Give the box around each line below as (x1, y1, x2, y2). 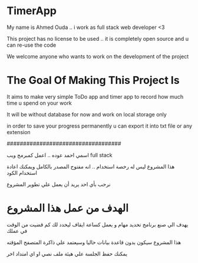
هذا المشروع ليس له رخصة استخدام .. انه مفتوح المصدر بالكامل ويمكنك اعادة (6, 163, 175, 170)
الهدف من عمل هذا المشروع (6, 202, 129, 215)
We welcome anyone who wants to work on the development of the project (6, 53, 189, 60)
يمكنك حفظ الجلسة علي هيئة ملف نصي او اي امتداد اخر (6, 250, 128, 257)
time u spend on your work (6, 99, 72, 106)
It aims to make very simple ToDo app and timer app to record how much (6, 93, 184, 100)
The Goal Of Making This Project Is (6, 74, 180, 87)
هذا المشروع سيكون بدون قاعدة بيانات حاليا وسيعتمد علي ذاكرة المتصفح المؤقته (6, 238, 181, 246)
